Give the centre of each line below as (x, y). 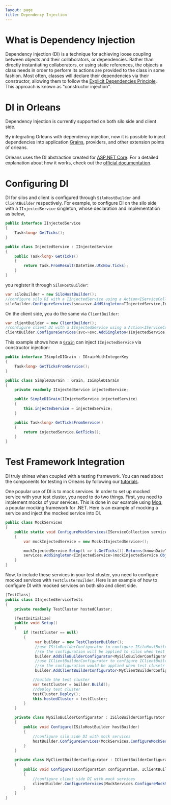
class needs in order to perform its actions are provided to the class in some (85, 70)
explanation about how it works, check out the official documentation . (78, 163)
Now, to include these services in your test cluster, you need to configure (82, 575)
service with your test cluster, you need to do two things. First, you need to (84, 497)
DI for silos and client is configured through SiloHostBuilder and (73, 198)
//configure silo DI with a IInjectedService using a (64, 299)
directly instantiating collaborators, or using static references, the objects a (84, 65)
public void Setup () (36, 623)
